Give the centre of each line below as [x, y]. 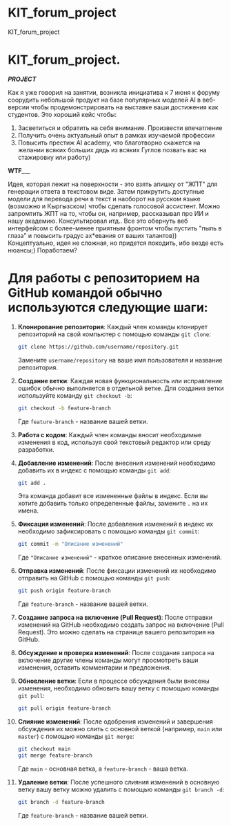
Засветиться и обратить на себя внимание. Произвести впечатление [120, 128]
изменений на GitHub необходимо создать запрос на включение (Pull [121, 625]
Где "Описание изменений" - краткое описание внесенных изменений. [120, 558]
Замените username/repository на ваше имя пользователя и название [120, 360]
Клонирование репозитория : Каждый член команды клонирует [113, 327]
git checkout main [44, 749]
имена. [28, 511]
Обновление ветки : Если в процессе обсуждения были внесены [113, 681]
